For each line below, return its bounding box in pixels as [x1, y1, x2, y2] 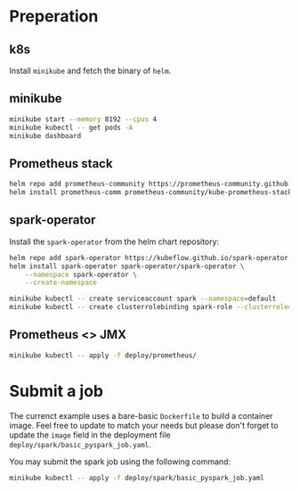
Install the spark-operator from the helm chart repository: [9, 236, 220, 247]
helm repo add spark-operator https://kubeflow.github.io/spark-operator [9, 253, 289, 262]
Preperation [9, 6, 99, 27]
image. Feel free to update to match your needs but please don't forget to [9, 420, 279, 430]
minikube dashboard [9, 131, 82, 140]
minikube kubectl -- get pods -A [9, 123, 133, 132]
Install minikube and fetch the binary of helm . [9, 65, 172, 76]
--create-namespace [25, 278, 98, 287]
